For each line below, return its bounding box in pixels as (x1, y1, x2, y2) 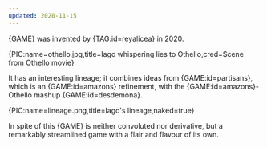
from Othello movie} (8, 58, 75, 67)
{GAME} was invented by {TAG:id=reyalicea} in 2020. (8, 34, 184, 43)
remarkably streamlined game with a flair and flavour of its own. (8, 129, 219, 139)
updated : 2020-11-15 (8, 11, 78, 20)
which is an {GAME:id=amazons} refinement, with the (8, 81, 185, 91)
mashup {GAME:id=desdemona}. (33, 89, 143, 100)
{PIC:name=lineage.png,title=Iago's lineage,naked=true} (8, 105, 195, 115)
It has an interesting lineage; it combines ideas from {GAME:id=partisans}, (8, 73, 253, 82)
